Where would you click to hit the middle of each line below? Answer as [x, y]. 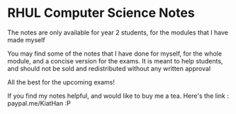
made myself [26, 39]
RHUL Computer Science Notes [101, 13]
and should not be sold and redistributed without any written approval [109, 68]
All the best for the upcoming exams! [61, 82]
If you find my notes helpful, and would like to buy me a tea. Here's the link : [118, 96]
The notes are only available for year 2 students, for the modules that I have [118, 32]
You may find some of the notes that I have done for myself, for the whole [114, 53]
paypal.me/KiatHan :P [39, 103]
